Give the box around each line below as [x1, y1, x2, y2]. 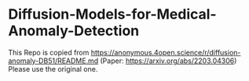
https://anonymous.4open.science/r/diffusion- [90, 48, 241, 57]
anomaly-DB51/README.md [8, 56, 99, 65]
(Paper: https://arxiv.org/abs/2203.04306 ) [100, 56, 237, 65]
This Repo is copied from [8, 48, 90, 57]
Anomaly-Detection [8, 22, 140, 40]
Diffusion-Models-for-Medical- [8, 5, 218, 23]
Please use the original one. [8, 64, 98, 73]
